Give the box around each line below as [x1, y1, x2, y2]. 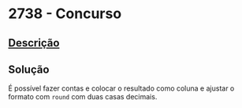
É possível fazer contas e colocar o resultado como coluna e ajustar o [8, 84, 235, 93]
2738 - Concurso [8, 5, 122, 23]
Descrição [8, 36, 60, 50]
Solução [8, 62, 50, 76]
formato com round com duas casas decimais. [8, 92, 158, 102]
